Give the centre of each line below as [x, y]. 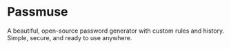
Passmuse [38, 12]
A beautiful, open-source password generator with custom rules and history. [116, 31]
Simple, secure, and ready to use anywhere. [70, 37]
